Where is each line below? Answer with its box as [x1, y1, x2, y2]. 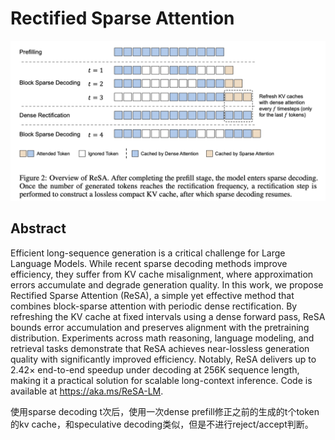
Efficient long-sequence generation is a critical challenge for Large [10, 247, 286, 259]
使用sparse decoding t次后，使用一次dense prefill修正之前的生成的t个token [10, 405, 320, 417]
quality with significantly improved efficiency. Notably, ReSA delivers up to [10, 353, 317, 365]
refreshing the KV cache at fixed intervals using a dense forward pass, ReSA [10, 310, 326, 322]
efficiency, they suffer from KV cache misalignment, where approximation [10, 268, 314, 280]
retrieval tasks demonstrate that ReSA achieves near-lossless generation [10, 342, 310, 354]
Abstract [10, 220, 67, 237]
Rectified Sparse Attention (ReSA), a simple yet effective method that [10, 289, 295, 301]
